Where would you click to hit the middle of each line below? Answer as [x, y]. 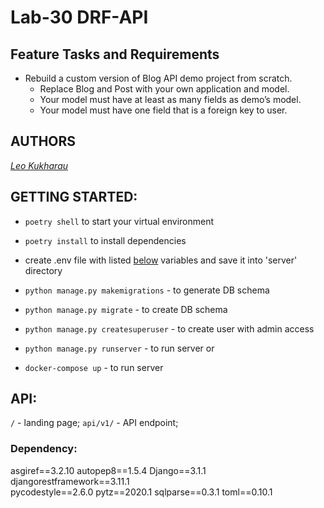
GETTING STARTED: [74, 197]
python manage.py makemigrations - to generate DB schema [147, 290]
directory [43, 270]
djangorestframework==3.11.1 [70, 481]
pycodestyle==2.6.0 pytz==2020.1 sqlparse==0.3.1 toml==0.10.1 [141, 492]
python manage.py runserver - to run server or [119, 348]
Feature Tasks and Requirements [115, 54]
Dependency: [44, 449]
